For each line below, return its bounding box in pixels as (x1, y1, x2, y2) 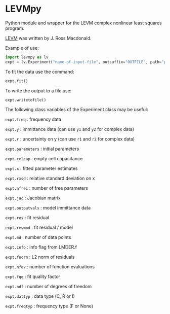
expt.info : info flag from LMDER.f (5, 244, 77, 250)
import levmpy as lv (5, 54, 49, 60)
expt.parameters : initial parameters (5, 146, 79, 152)
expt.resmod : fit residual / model (5, 224, 73, 231)
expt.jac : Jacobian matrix (5, 195, 61, 201)
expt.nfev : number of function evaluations (5, 264, 95, 270)
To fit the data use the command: (5, 68, 74, 75)
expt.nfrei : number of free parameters (5, 185, 89, 191)
